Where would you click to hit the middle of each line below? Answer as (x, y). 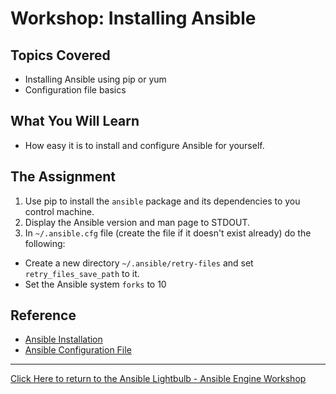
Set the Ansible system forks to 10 (95, 284)
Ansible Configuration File (78, 350)
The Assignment (63, 177)
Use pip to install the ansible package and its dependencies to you (162, 201)
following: (45, 243)
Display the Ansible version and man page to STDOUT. (137, 222)
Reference (43, 315)
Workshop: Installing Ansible (133, 18)
